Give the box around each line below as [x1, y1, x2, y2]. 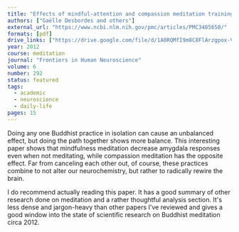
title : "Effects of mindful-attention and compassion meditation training [7, 10, 234, 18]
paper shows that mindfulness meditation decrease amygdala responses [7, 143, 221, 153]
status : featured [7, 76, 59, 84]
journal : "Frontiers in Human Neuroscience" [7, 57, 142, 64]
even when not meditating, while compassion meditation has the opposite [7, 151, 223, 160]
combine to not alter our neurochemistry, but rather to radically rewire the [7, 166, 223, 175]
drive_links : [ [7, 37, 53, 44]
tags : [7, 83, 23, 90]
